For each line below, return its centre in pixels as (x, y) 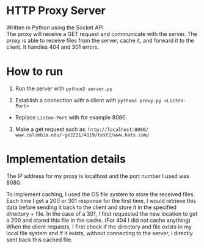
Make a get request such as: (51, 129)
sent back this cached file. (40, 239)
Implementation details (66, 159)
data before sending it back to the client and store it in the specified (92, 207)
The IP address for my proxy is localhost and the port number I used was (98, 176)
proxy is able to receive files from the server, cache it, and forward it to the (100, 40)
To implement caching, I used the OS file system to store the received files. (101, 194)
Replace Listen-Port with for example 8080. (71, 117)
